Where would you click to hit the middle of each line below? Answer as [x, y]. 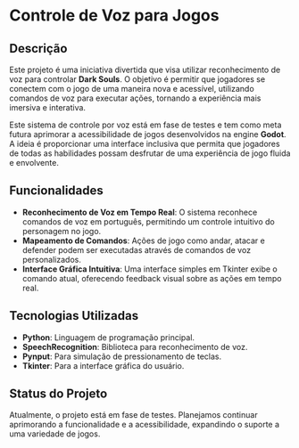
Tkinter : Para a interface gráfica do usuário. [103, 365]
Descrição [38, 49]
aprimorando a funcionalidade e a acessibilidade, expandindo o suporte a [144, 425]
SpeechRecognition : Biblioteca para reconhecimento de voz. [135, 346]
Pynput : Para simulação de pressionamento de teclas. [121, 356]
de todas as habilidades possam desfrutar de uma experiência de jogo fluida [150, 153]
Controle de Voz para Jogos [114, 16]
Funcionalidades [57, 191]
